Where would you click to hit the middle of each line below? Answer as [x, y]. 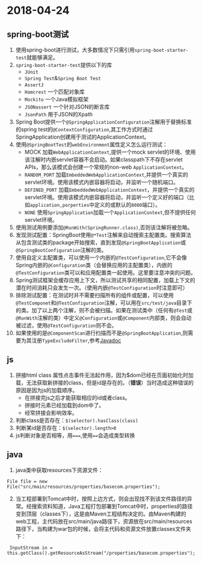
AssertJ [34, 85]
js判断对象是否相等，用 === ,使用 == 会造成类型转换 [75, 435]
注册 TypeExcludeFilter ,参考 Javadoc [76, 340]
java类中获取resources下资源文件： [60, 470]
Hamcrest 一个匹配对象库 [54, 92]
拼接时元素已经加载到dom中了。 [64, 405]
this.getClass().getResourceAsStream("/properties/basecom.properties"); [101, 553]
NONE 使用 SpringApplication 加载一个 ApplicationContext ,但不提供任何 [110, 212]
